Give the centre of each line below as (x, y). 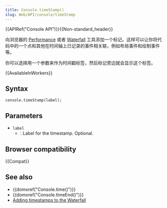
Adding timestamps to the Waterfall (49, 200)
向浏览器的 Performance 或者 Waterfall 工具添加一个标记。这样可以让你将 (81, 39)
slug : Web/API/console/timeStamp (40, 15)
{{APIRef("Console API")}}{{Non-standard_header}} (59, 29)
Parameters (24, 116)
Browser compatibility (41, 149)
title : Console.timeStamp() (35, 10)
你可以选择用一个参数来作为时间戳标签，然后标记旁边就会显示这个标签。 (80, 63)
